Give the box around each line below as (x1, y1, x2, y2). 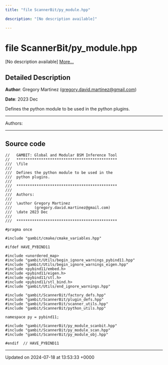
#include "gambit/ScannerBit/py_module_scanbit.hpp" (5, 323, 117, 328)
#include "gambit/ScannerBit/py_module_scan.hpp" (5, 328, 111, 333)
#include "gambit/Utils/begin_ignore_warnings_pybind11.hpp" (5, 258, 135, 263)
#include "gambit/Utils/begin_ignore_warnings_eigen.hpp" (5, 262, 128, 267)
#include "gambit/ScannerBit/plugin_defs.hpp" (5, 297, 104, 302)
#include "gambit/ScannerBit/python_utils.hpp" (5, 306, 106, 311)
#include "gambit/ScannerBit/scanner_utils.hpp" (5, 301, 108, 306)
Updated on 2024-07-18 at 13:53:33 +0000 (5, 354, 95, 360)
